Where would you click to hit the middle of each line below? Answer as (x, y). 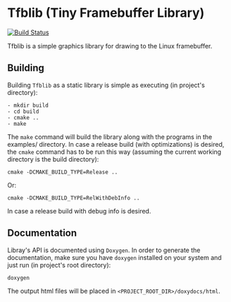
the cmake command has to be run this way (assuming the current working (114, 152)
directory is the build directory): (53, 159)
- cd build (23, 111)
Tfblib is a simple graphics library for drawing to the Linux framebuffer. (110, 46)
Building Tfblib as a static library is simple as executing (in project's (106, 85)
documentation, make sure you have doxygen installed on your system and (114, 257)
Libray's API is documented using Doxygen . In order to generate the (104, 250)
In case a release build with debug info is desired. (79, 211)
